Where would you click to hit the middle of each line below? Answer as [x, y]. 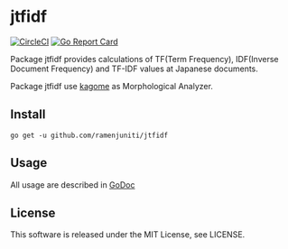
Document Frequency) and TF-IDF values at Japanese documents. [134, 69]
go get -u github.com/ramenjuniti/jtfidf [89, 135]
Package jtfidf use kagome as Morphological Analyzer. [111, 86]
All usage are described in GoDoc [73, 184]
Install [28, 115]
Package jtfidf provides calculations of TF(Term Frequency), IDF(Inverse [144, 59]
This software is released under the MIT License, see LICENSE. [128, 235]
